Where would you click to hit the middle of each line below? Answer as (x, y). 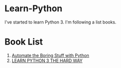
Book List (24, 42)
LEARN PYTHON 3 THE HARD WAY (47, 60)
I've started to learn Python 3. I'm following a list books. (60, 22)
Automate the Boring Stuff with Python (50, 55)
